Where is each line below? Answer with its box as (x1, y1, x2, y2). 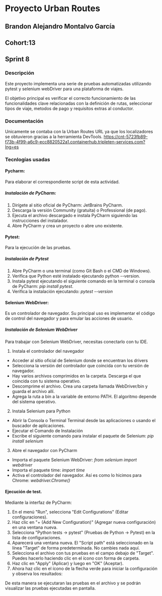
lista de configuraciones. (12, 534, 61, 540)
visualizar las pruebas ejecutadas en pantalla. (5, 585, 96, 591)
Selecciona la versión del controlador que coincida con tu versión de (12, 363, 149, 369)
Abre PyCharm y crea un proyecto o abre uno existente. (12, 223, 123, 229)
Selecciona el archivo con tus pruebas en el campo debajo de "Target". (12, 550, 154, 556)
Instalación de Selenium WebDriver (5, 327, 78, 332)
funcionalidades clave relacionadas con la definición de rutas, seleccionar (5, 100, 152, 106)
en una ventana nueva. (12, 524, 58, 530)
